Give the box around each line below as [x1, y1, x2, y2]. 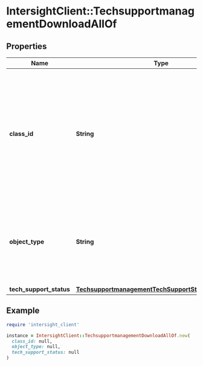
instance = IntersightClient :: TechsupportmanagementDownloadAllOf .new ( [6, 332, 190, 339]
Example [6, 306, 40, 316]
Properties [6, 41, 47, 51]
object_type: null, [11, 344, 61, 350]
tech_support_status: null [11, 349, 80, 356]
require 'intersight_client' [6, 321, 80, 327]
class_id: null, [11, 338, 53, 344]
